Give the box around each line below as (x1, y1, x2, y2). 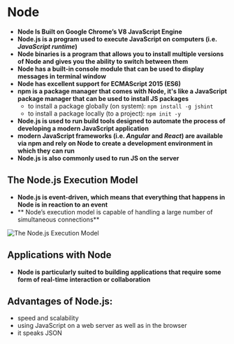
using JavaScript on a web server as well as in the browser (17, 322, 187, 330)
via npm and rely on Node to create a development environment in (17, 139, 213, 147)
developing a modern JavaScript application (17, 124, 149, 132)
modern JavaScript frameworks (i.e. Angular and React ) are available (17, 131, 224, 140)
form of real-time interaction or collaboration (17, 275, 151, 284)
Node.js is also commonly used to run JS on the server (17, 153, 180, 162)
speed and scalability (17, 314, 79, 322)
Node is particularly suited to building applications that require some (17, 268, 221, 276)
